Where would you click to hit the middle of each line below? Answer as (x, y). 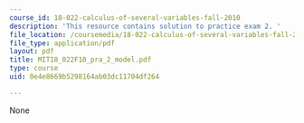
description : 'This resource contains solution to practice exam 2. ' (145, 26)
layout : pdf (32, 52)
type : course (34, 69)
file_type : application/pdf (62, 43)
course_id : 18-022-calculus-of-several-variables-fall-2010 (125, 18)
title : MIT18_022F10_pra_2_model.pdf (81, 60)
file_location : (38, 34)
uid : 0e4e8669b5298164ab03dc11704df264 (85, 77)
